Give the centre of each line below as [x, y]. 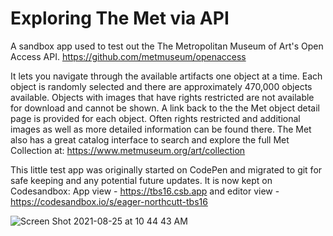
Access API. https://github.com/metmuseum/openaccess [128, 56]
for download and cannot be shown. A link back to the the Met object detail [165, 108]
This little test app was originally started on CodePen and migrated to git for [166, 169]
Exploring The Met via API [120, 18]
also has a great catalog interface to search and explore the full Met [150, 139]
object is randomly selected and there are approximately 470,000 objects [161, 86]
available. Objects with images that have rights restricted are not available [162, 97]
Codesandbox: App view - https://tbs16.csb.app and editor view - [145, 191]
